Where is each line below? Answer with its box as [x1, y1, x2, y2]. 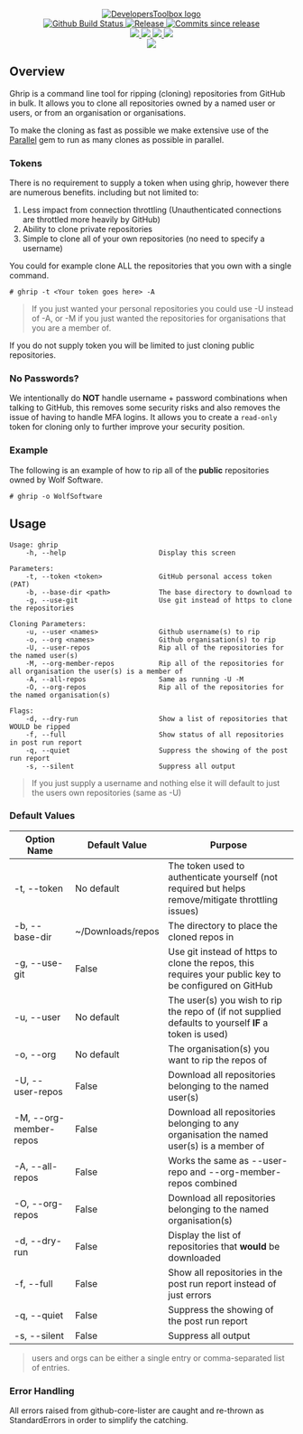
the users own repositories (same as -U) [31, 787, 182, 798]
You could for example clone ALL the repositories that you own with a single [9, 260, 292, 271]
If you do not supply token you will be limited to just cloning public [9, 340, 255, 351]
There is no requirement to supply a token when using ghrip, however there [9, 177, 289, 189]
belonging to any [168, 1117, 240, 1129]
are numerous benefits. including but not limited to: [9, 187, 199, 198]
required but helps [168, 882, 246, 895]
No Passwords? [9, 372, 79, 385]
